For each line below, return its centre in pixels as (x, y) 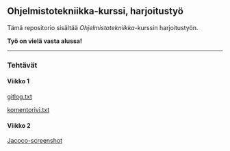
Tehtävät (22, 65)
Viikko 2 (19, 125)
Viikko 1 (18, 81)
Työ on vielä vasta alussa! (44, 41)
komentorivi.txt (28, 109)
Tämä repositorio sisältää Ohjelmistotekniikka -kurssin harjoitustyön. (103, 27)
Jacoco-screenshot (35, 141)
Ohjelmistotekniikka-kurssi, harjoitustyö (95, 11)
